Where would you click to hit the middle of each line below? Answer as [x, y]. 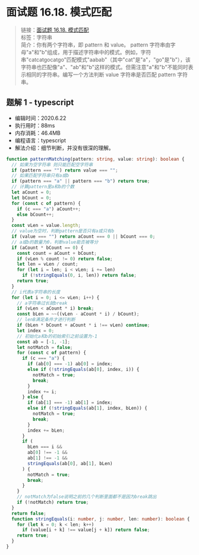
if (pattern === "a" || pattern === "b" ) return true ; [81, 181]
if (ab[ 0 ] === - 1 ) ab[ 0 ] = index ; [70, 364]
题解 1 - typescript [40, 103]
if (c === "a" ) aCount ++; [49, 209]
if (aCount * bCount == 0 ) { [48, 248]
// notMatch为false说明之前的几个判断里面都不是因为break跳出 [87, 497]
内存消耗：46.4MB [37, 133]
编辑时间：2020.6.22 [40, 118]
